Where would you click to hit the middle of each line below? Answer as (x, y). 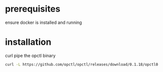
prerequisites (33, 9)
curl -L (13, 64)
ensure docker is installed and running (43, 22)
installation (28, 42)
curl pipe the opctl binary (31, 55)
